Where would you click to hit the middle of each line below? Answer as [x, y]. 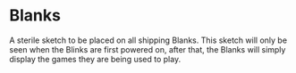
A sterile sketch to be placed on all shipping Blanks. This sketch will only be [148, 40]
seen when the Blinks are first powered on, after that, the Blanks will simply [148, 49]
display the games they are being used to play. [95, 59]
